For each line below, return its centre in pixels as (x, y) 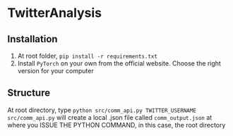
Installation (32, 39)
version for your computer (55, 71)
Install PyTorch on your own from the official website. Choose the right (119, 63)
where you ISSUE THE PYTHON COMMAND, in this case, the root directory (116, 125)
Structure (29, 93)
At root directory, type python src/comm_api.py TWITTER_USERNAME (102, 110)
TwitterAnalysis (55, 13)
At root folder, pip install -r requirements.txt (87, 56)
